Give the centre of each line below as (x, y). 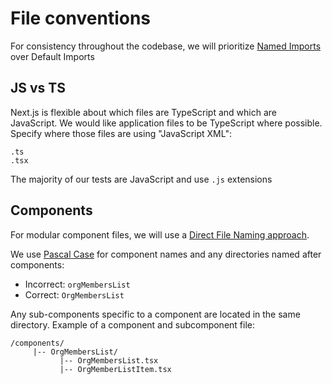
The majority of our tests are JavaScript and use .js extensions (141, 179)
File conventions (81, 18)
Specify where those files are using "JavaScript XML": (121, 133)
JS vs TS (38, 88)
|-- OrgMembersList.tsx (109, 360)
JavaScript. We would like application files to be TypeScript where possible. (166, 123)
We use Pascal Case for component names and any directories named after (166, 254)
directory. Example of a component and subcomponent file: (133, 324)
